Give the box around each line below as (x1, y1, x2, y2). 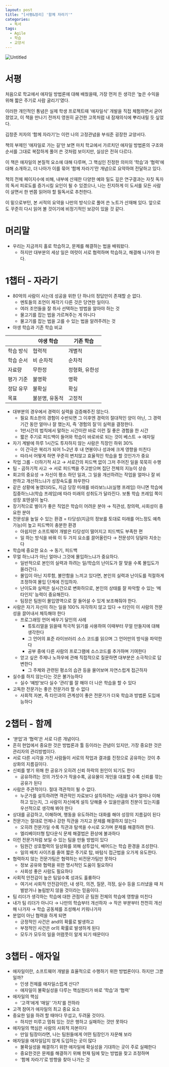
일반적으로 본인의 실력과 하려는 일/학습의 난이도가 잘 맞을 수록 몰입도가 (20, 559, 159, 566)
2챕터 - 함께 (5, 718, 52, 729)
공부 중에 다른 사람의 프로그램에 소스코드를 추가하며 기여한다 (27, 648, 146, 654)
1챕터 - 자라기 (5, 275, 59, 287)
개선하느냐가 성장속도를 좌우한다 (26, 478, 90, 484)
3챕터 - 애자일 (5, 950, 61, 962)
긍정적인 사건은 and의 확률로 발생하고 (20, 919, 94, 925)
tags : (5, 26, 17, 31)
